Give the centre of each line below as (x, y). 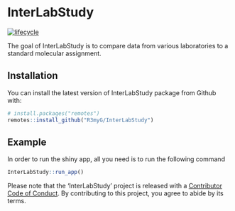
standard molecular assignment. (54, 53)
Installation (33, 76)
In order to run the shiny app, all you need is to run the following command (116, 159)
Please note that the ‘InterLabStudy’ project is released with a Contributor (115, 186)
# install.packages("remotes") (54, 113)
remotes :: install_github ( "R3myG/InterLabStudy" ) (81, 120)
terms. (17, 201)
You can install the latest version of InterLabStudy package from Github (112, 92)
